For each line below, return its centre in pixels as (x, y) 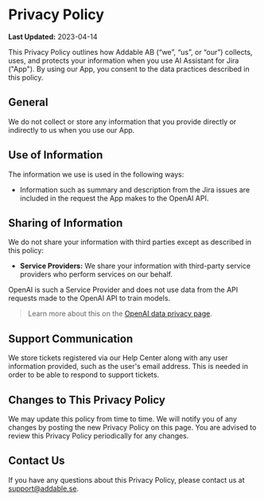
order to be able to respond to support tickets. (84, 375)
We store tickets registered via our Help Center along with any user (118, 358)
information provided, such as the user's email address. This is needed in (128, 367)
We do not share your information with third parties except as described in (130, 242)
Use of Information (56, 155)
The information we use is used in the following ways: (96, 174)
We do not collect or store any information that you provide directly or (122, 122)
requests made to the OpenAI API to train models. (89, 298)
